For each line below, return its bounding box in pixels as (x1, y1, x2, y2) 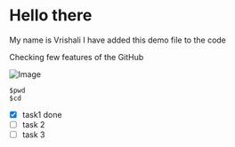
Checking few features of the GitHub (9, 51, 144, 62)
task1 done (21, 109, 62, 120)
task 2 (21, 120, 45, 129)
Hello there (9, 5, 93, 26)
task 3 (21, 129, 45, 140)
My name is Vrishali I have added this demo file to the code (9, 35, 227, 45)
